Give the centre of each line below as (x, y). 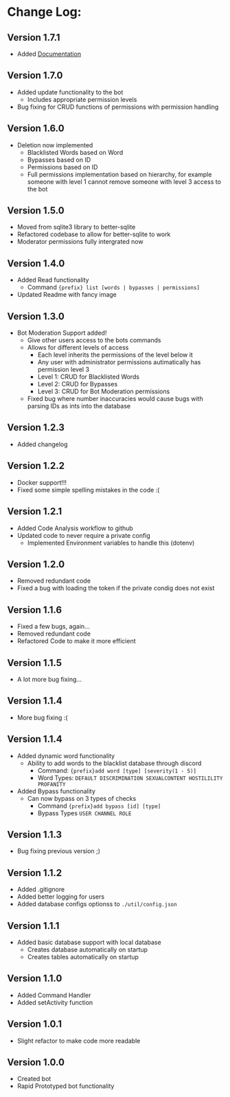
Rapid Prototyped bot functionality (66, 1086)
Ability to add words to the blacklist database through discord (114, 763)
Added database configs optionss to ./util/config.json (97, 904)
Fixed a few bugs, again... (54, 627)
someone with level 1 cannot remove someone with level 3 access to (124, 181)
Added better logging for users (61, 897)
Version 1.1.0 (35, 979)
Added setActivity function (55, 1002)
